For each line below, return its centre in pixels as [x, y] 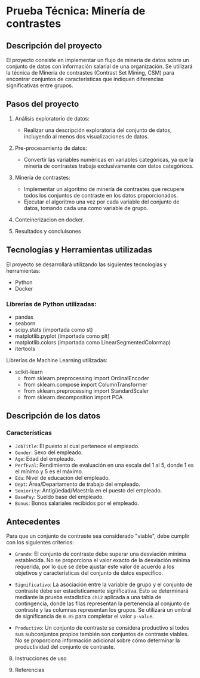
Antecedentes [33, 522]
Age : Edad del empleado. [45, 458]
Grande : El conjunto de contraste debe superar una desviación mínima [100, 554]
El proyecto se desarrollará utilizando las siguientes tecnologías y [87, 264]
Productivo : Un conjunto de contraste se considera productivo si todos [102, 628]
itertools [25, 349]
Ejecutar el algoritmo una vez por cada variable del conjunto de [101, 202]
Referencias [30, 670]
